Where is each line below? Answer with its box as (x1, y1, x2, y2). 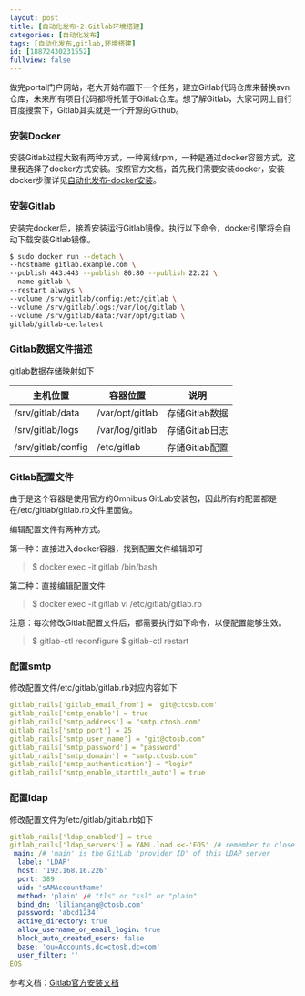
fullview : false (9, 56, 71, 65)
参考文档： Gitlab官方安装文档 (9, 977, 120, 988)
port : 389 (17, 874, 55, 884)
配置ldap (9, 792, 48, 805)
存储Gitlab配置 (167, 441, 229, 454)
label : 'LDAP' (17, 857, 71, 867)
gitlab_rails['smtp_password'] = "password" (9, 743, 181, 752)
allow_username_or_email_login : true (17, 926, 161, 935)
